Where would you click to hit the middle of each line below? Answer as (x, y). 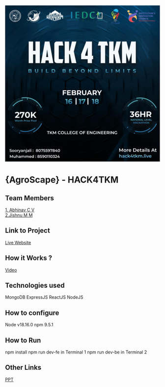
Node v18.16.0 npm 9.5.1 (29, 325)
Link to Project (27, 231)
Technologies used (35, 285)
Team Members (29, 198)
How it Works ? (29, 258)
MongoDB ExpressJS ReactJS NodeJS (44, 297)
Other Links (23, 368)
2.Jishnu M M (19, 215)
